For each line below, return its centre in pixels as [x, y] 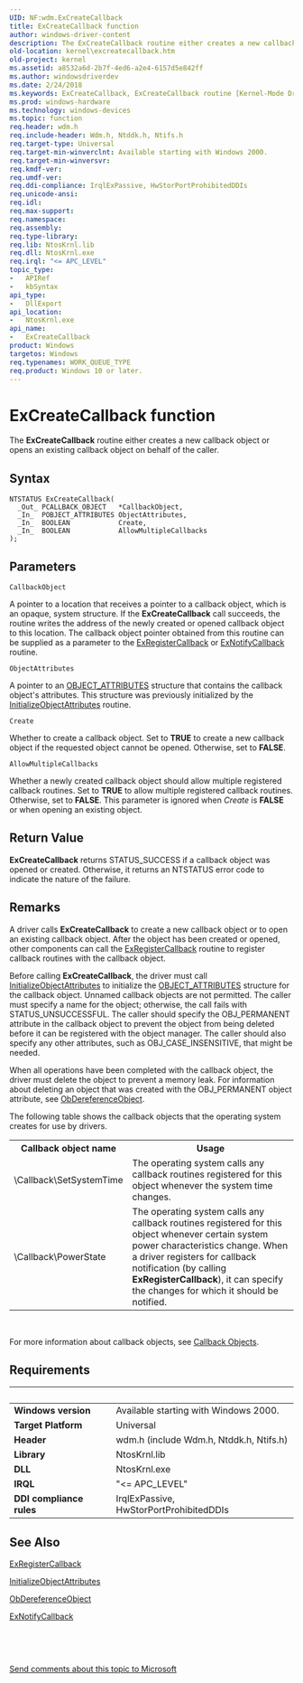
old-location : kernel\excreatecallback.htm [92, 52]
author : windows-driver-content [70, 34]
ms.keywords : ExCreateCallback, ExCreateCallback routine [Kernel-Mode [147, 93]
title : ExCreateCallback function [74, 26]
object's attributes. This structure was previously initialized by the [132, 695]
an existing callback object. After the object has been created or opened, [145, 939]
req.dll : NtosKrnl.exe [52, 253]
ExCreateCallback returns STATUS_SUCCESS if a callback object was [140, 860]
